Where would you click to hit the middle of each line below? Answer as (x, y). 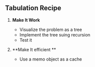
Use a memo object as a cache (51, 59)
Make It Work (26, 20)
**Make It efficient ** (34, 49)
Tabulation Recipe (33, 8)
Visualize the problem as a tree (51, 30)
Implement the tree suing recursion (55, 34)
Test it (26, 40)
